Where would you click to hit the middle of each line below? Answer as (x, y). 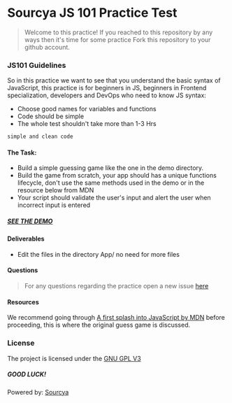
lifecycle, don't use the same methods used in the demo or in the (111, 183)
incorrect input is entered (54, 205)
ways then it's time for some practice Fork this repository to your (117, 39)
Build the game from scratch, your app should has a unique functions (117, 176)
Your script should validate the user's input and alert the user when (114, 198)
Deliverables (26, 239)
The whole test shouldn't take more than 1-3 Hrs (87, 124)
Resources (23, 302)
